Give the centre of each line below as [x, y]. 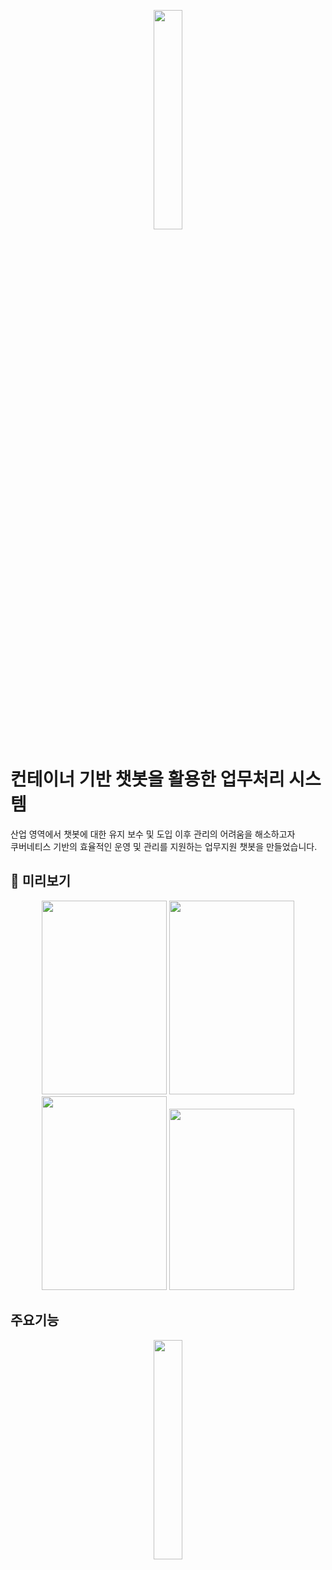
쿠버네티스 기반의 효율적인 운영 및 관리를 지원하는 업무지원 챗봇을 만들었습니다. [164, 846]
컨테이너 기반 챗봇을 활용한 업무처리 [147, 779]
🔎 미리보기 [41, 881]
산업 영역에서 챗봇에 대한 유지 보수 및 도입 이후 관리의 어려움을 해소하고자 [153, 834]
